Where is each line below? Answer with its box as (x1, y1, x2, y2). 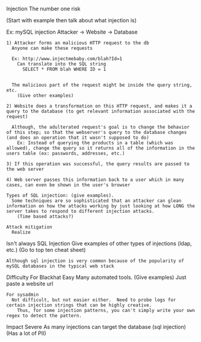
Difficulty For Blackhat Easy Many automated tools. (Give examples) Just (6, 273, 187, 281)
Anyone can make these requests (11, 45, 93, 51)
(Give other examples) (17, 93, 74, 99)
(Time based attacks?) (17, 213, 74, 219)
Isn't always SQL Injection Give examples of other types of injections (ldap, (6, 240, 193, 247)
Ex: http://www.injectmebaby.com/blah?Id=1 (11, 56, 122, 62)
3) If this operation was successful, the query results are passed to (6, 161, 190, 167)
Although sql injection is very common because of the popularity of (6, 258, 185, 264)
